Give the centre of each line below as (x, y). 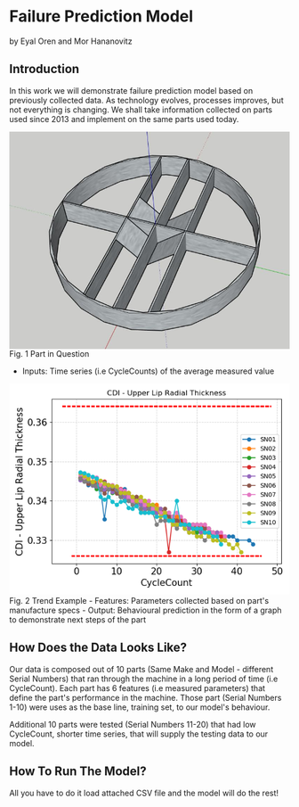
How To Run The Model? (78, 772)
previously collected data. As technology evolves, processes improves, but (146, 100)
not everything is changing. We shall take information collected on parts (141, 110)
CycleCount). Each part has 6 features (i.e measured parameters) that (137, 688)
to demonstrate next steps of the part (78, 620)
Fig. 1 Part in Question (49, 354)
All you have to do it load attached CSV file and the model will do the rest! (144, 793)
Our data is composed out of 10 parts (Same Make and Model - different (141, 669)
